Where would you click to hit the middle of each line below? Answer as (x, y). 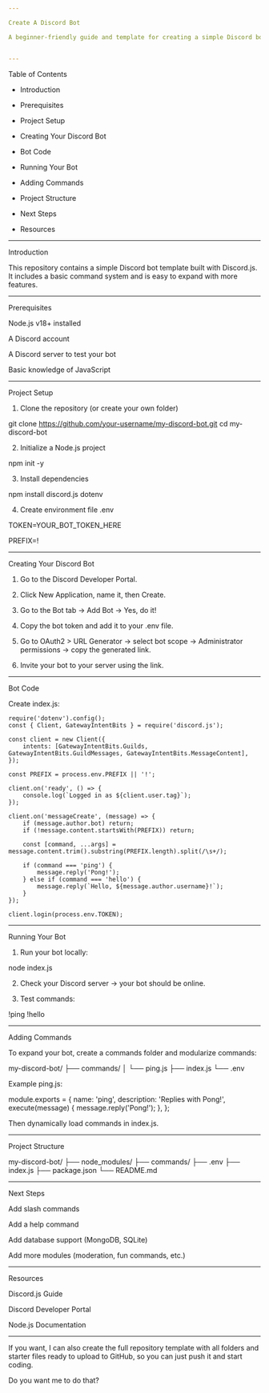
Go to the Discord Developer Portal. (78, 579)
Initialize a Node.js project (62, 447)
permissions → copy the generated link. (85, 650)
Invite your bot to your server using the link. (92, 665)
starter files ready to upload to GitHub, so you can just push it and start (125, 1356)
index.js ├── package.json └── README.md (83, 1170)
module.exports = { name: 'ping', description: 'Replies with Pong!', (117, 1099)
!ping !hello (27, 1014)
